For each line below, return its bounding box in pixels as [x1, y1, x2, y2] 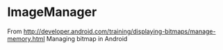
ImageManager [7, 4, 97, 20]
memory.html [7, 34, 45, 42]
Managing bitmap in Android [46, 34, 128, 42]
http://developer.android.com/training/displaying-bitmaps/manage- [23, 27, 216, 35]
